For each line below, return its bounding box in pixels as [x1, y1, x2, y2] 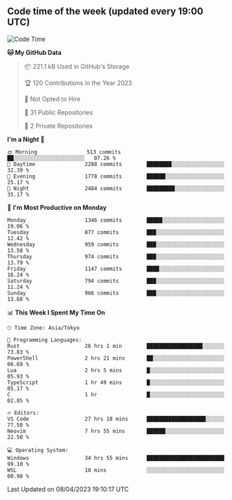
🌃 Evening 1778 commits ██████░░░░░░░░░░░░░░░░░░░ [7, 173, 225, 180]
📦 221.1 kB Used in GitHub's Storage [24, 62, 130, 70]
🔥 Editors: [7, 409, 39, 416]
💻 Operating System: [7, 447, 69, 453]
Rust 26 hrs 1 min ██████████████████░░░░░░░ [7, 342, 225, 349]
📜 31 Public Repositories [24, 108, 93, 117]
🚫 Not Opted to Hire [24, 94, 81, 103]
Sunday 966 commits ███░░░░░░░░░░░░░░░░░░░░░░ [7, 290, 225, 297]
